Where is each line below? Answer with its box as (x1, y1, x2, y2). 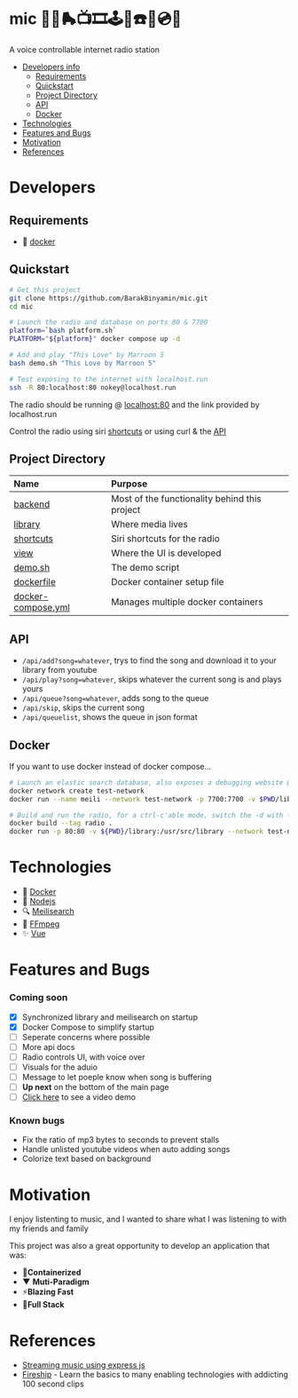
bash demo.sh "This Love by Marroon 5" (9, 359, 157, 367)
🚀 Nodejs (21, 896, 56, 907)
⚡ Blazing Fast (21, 1286, 74, 1298)
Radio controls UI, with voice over (21, 1051, 145, 1062)
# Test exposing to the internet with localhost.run (9, 375, 208, 383)
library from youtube (21, 665, 98, 675)
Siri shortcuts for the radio (110, 533, 220, 545)
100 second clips (21, 1378, 84, 1389)
